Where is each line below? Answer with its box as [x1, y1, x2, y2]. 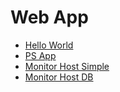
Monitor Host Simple [24, 60, 110, 72]
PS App [24, 49, 57, 61]
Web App [10, 6, 89, 29]
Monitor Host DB [24, 71, 94, 83]
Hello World [24, 39, 74, 51]
